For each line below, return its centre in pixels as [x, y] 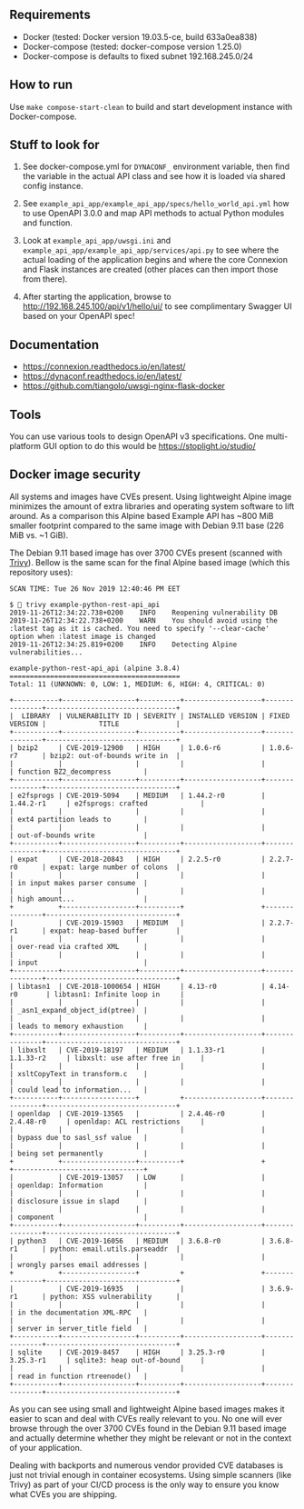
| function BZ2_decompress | [78, 772]
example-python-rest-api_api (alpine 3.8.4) [95, 668]
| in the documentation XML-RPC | [78, 1313]
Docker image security [75, 475]
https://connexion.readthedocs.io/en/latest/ [104, 366]
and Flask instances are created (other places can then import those [150, 270]
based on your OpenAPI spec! [78, 316]
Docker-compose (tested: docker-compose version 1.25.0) [132, 46]
